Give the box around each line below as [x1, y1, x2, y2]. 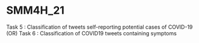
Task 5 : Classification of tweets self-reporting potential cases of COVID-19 [6, 23, 193, 30]
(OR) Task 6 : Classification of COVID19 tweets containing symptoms [6, 29, 177, 36]
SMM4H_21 [6, 4, 65, 17]
